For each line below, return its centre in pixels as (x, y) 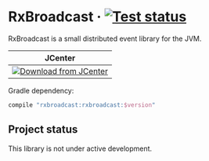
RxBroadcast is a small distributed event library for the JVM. (105, 38)
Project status (43, 130)
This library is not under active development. (80, 148)
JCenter (60, 57)
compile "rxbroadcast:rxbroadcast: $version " (82, 105)
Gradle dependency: (41, 90)
